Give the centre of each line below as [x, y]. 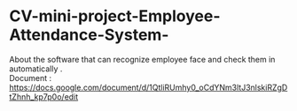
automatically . [36, 69]
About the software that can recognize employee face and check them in [142, 59]
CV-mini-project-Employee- [115, 16]
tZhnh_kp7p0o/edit [44, 96]
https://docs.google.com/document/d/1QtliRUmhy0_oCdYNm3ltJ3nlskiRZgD [148, 87]
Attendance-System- [89, 35]
